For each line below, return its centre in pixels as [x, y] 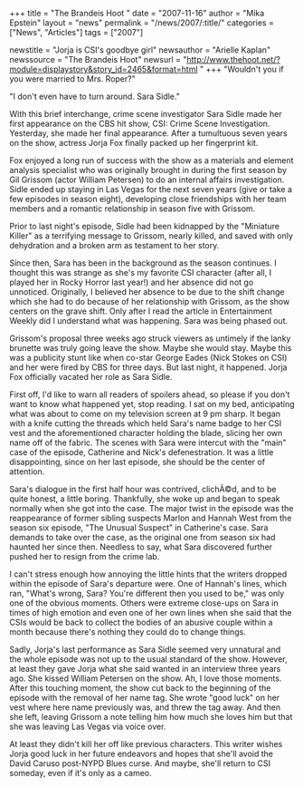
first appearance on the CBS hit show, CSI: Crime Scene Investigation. [140, 123]
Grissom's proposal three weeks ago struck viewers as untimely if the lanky [150, 338]
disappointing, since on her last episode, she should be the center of [137, 462]
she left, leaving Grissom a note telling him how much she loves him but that [151, 717]
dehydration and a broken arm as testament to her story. [114, 245]
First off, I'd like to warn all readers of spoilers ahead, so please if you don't [150, 394]
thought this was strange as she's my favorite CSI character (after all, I [141, 272]
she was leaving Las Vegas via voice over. [88, 726]
